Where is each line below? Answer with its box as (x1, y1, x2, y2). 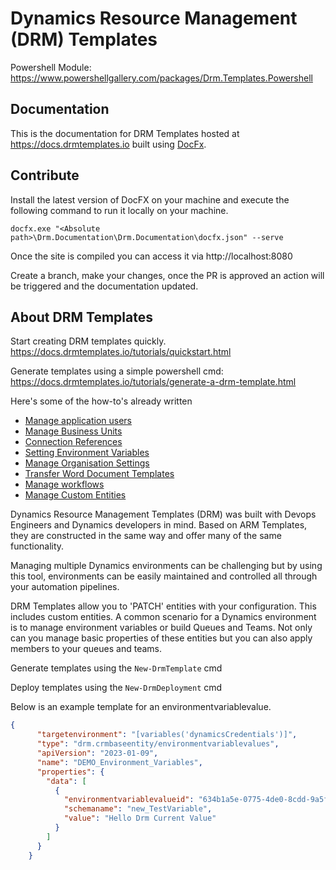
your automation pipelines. (10, 581, 120, 593)
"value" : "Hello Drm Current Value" (63, 813, 217, 824)
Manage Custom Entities (24, 489, 127, 501)
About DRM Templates (10, 308, 153, 326)
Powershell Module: (10, 61, 92, 73)
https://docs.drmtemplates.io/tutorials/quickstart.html (10, 346, 232, 358)
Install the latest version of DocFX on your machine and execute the (10, 193, 290, 206)
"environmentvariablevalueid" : (63, 795, 195, 805)
